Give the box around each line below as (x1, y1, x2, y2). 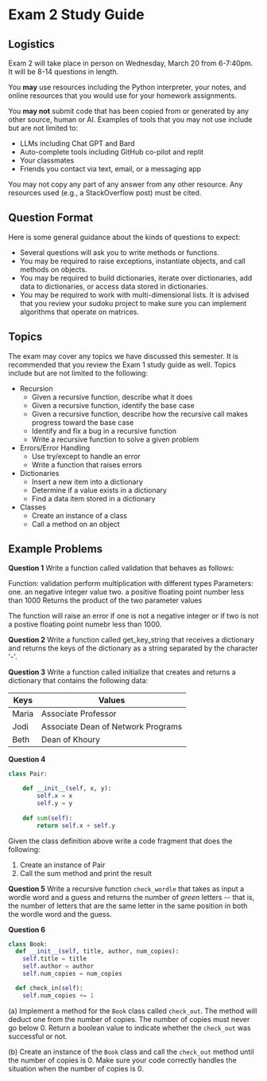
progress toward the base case (31, 417, 134, 427)
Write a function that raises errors (31, 460, 142, 470)
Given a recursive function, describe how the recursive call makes (31, 409, 249, 419)
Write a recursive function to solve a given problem (31, 434, 199, 444)
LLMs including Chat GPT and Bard (19, 139, 135, 148)
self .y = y (37, 800, 73, 808)
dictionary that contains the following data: (8, 676, 149, 686)
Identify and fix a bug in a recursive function (31, 426, 177, 435)
